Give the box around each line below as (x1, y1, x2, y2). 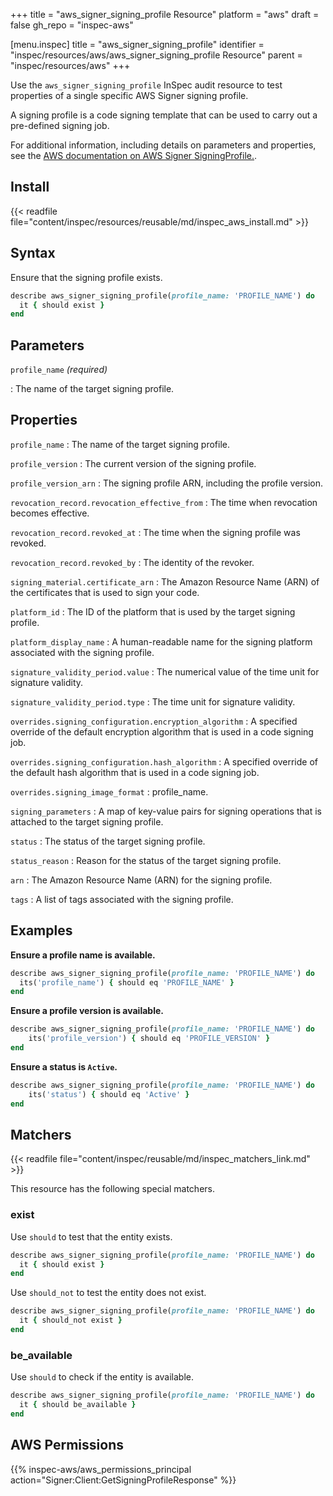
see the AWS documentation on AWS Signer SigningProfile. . (10, 150, 258, 161)
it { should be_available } (19, 1400, 137, 1410)
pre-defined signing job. (10, 120, 110, 131)
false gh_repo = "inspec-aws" (10, 19, 134, 31)
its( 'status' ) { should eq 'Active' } (28, 1089, 190, 1099)
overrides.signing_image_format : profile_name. (10, 785, 209, 798)
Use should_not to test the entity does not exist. (10, 1287, 207, 1299)
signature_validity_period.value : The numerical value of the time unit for (10, 665, 320, 678)
